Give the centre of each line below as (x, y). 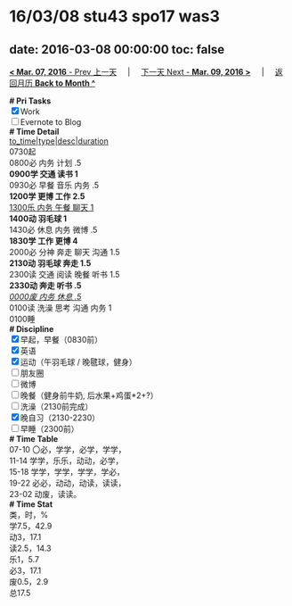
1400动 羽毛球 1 (38, 219)
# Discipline (32, 329)
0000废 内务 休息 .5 (45, 297)
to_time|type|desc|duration (59, 141)
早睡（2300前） (50, 429)
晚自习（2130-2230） (61, 418)
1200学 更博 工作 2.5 (47, 196)
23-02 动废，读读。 (45, 494)
